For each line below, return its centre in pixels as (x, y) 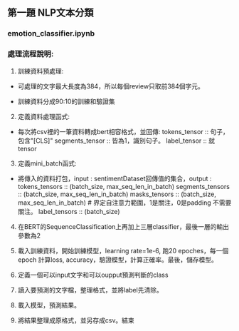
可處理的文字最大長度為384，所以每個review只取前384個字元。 (111, 86)
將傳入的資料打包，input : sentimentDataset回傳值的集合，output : (115, 178)
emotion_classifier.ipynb (51, 34)
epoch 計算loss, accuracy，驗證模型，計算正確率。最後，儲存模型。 (118, 260)
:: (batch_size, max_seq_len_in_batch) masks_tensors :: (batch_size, (117, 194)
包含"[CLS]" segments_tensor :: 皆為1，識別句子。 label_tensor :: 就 (116, 141)
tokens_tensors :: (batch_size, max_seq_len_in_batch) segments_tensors (123, 186)
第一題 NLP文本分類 (51, 13)
